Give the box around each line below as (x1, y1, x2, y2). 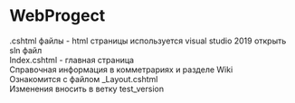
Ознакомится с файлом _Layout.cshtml (9, 73, 158, 84)
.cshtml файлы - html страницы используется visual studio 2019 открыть (9, 35, 287, 46)
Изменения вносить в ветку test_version (9, 83, 165, 94)
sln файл (9, 44, 43, 55)
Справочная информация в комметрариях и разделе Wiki (9, 64, 233, 75)
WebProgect (9, 5, 106, 26)
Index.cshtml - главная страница (9, 54, 134, 65)
